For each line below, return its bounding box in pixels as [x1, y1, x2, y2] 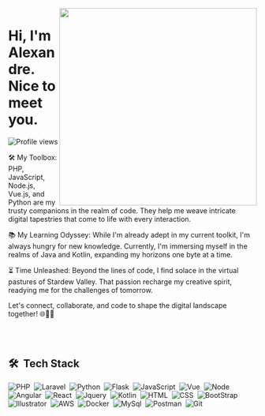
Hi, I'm [8, 27, 51, 45]
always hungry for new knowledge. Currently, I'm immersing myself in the [8, 241, 248, 251]
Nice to [8, 77, 56, 96]
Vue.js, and [8, 189, 45, 198]
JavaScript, [8, 172, 46, 182]
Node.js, [8, 181, 35, 190]
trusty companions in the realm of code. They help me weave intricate [8, 205, 237, 215]
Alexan [8, 43, 55, 62]
